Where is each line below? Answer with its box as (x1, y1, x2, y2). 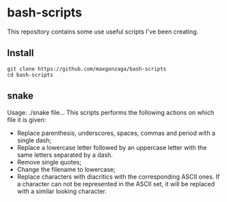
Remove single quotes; (16, 157, 82, 166)
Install (7, 47, 34, 59)
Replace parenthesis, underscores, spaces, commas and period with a (16, 129, 215, 137)
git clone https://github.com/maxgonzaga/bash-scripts (7, 65, 167, 73)
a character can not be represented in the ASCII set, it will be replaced (16, 179, 215, 188)
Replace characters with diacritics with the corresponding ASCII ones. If (16, 173, 220, 181)
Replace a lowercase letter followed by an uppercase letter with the (16, 143, 207, 151)
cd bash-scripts (7, 71, 53, 78)
